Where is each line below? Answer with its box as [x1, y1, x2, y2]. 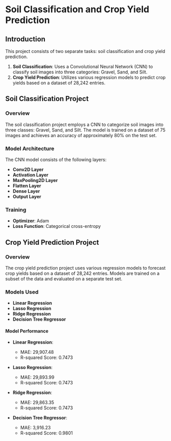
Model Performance [5, 328, 49, 334]
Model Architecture [5, 145, 54, 152]
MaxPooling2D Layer [12, 177, 58, 183]
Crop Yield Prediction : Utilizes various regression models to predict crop [12, 74, 166, 80]
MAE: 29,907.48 [20, 349, 54, 355]
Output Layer [12, 193, 42, 199]
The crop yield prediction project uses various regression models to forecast [5, 265, 166, 271]
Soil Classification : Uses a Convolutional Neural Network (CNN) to [12, 64, 153, 69]
